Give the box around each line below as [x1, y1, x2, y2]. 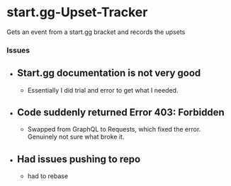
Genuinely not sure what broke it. [27, 132, 125, 141]
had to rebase [27, 172, 69, 180]
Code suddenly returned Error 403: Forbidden [16, 107, 225, 119]
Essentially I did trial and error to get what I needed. [27, 86, 179, 94]
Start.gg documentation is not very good [16, 67, 201, 79]
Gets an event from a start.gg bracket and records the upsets [6, 28, 186, 36]
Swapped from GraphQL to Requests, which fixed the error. [27, 125, 201, 134]
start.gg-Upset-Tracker [6, 4, 148, 21]
